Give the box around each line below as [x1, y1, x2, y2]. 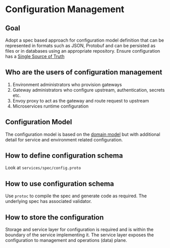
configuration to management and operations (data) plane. [5, 237, 127, 243]
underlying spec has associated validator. [5, 198, 92, 204]
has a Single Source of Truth [5, 53, 65, 59]
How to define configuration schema [5, 151, 123, 160]
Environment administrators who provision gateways [12, 81, 122, 87]
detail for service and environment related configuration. [5, 136, 123, 143]
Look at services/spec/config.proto [5, 165, 81, 171]
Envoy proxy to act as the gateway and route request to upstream [12, 97, 149, 103]
